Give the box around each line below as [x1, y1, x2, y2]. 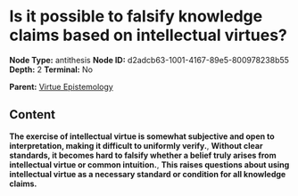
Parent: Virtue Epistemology [9, 81, 113, 92]
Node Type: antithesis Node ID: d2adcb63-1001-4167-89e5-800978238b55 [9, 54, 290, 65]
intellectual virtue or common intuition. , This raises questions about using [9, 159, 290, 170]
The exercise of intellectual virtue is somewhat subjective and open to [9, 131, 275, 142]
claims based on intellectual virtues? [9, 25, 288, 45]
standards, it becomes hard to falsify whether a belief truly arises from [9, 150, 277, 160]
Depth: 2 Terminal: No [9, 64, 94, 75]
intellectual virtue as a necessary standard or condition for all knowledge [9, 168, 286, 179]
